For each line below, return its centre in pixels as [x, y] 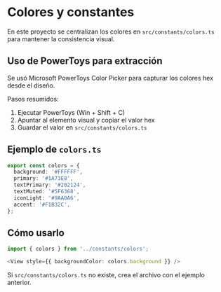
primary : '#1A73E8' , [43, 179]
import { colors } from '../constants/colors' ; [78, 249]
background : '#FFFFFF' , [48, 172]
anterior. [19, 283]
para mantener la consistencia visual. [61, 39]
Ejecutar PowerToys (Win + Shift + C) [71, 112]
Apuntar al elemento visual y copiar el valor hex [86, 120]
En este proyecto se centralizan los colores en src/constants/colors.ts [111, 32]
